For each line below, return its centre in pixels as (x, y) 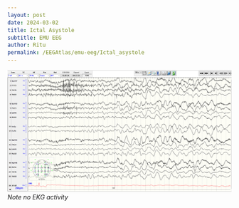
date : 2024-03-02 (33, 22)
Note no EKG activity (38, 197)
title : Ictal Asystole (41, 30)
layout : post (27, 15)
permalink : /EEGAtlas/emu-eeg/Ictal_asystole (76, 53)
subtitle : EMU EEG (34, 38)
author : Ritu (27, 45)
